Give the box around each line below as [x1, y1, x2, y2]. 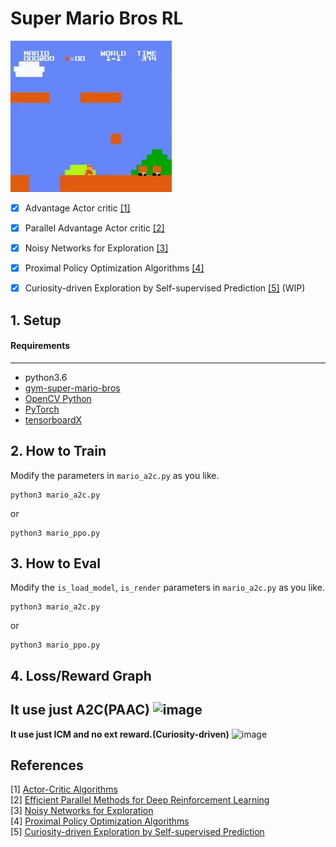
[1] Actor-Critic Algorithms [10, 783, 118, 796]
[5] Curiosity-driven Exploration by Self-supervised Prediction [10, 826, 265, 838]
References [10, 757, 84, 774]
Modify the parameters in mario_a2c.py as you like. [10, 469, 220, 481]
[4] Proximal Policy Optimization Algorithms [10, 815, 190, 827]
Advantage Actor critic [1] [24, 202, 131, 214]
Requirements [10, 340, 71, 352]
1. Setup [10, 312, 62, 329]
